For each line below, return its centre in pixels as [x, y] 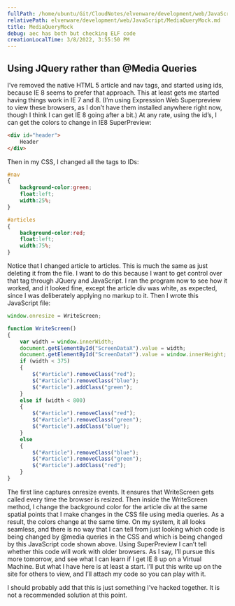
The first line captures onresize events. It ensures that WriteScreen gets [111, 492]
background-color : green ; [56, 188]
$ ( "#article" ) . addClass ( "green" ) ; [83, 387]
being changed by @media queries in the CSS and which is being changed [115, 537]
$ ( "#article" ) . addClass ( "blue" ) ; [81, 426]
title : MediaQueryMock [40, 27]
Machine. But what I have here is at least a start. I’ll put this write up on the [115, 566]
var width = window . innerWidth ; [67, 342]
